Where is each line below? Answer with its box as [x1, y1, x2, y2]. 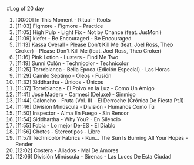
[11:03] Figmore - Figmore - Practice [15, 23, 103, 29]
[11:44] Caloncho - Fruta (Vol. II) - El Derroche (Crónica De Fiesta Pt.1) [15, 97, 184, 104]
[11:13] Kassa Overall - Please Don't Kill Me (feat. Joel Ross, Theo [15, 41, 173, 48]
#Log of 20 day [6, 5, 44, 12]
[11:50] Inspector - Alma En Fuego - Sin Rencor [15, 109, 129, 116]
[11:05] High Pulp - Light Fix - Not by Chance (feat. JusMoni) [15, 29, 162, 36]
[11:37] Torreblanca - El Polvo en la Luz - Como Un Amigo [15, 85, 155, 91]
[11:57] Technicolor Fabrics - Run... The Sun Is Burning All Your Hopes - [15, 135, 188, 141]
